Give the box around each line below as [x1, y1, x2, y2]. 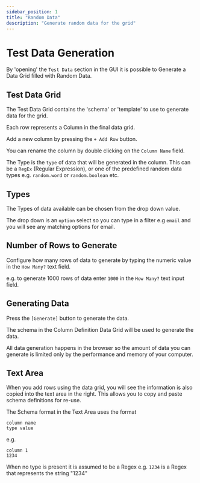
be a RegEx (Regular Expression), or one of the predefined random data [6, 165, 182, 172]
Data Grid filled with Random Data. [6, 72, 92, 79]
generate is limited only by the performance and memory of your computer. [6, 351, 194, 358]
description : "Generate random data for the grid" [6, 20, 136, 26]
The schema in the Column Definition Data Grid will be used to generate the [6, 326, 194, 333]
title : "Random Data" [6, 14, 61, 20]
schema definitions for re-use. [6, 397, 81, 404]
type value [6, 425, 34, 431]
